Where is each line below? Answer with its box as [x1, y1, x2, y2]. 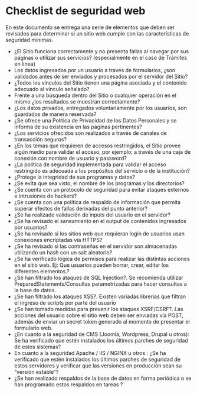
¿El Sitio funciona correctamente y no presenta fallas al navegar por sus [14, 47, 189, 54]
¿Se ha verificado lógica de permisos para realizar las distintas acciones [14, 255, 190, 262]
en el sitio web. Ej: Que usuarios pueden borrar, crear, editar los [14, 261, 169, 269]
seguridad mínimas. [5, 36, 54, 43]
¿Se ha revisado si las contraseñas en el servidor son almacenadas [14, 243, 178, 250]
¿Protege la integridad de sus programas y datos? [14, 173, 135, 180]
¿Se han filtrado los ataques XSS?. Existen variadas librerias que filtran [14, 293, 186, 300]
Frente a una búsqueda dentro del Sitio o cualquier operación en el [14, 92, 176, 99]
